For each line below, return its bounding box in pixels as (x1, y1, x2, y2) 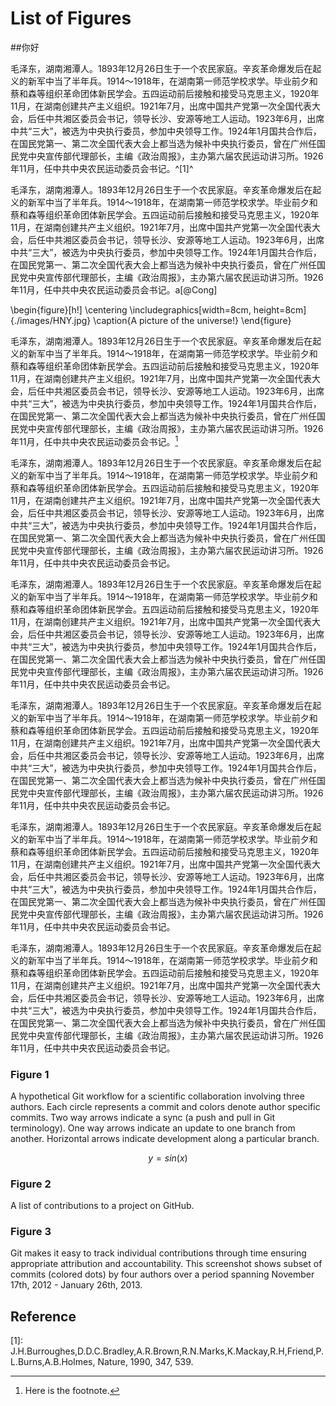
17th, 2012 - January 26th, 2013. (10, 1279, 143, 1291)
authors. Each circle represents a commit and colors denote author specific (10, 1100, 321, 1112)
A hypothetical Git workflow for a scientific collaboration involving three (10, 1090, 305, 1102)
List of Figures (10, 7, 132, 30)
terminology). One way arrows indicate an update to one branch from (10, 1122, 296, 1134)
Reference (10, 1308, 77, 1325)
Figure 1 (10, 1067, 50, 1081)
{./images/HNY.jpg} (10, 314, 92, 326)
